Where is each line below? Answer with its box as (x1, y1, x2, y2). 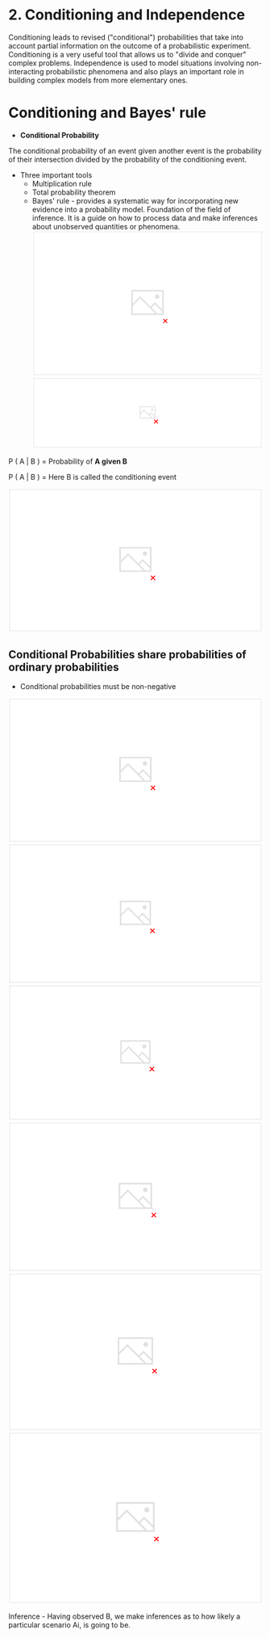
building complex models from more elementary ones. (8, 75, 188, 85)
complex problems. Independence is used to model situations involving (8, 58, 244, 68)
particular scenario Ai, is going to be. (8, 1620, 131, 1630)
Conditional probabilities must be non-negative (19, 682, 177, 691)
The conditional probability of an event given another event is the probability (8, 145, 262, 155)
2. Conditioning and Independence (8, 6, 246, 24)
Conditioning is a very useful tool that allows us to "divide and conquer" (8, 49, 247, 59)
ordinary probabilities (8, 660, 119, 674)
